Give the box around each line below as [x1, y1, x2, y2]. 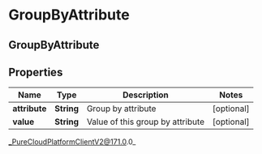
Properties [8, 65, 63, 79]
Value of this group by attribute [86, 116, 205, 127]
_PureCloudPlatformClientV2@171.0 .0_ [8, 137, 136, 147]
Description [122, 89, 169, 101]
